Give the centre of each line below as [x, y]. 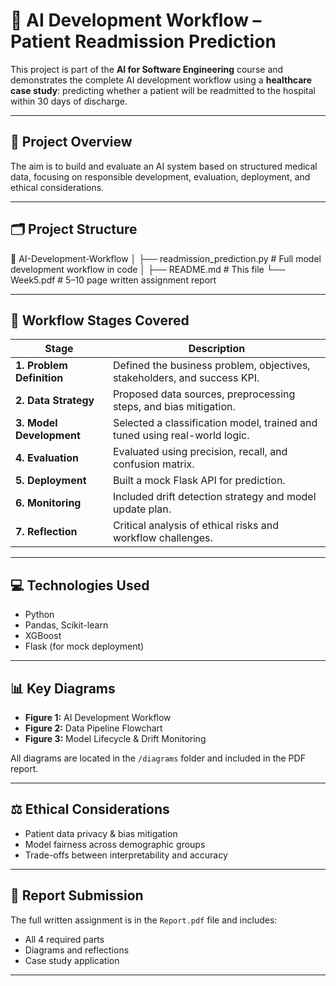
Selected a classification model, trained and [215, 423]
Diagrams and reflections [77, 950]
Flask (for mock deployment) [84, 646]
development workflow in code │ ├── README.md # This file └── [148, 269]
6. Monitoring [48, 503]
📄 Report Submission [77, 895]
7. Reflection [46, 532]
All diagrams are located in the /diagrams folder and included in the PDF [158, 758]
